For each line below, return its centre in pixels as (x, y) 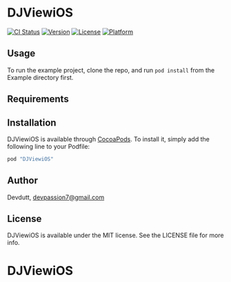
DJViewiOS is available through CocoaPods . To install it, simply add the (109, 139)
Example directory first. (40, 77)
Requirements (38, 99)
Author (22, 181)
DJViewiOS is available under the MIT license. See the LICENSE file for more (115, 235)
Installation (32, 122)
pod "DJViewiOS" (30, 159)
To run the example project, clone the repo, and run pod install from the (111, 70)
